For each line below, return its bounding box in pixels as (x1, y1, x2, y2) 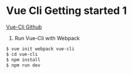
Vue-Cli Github (6, 23, 42, 30)
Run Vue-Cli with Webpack (14, 34, 80, 41)
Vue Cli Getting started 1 (6, 4, 127, 17)
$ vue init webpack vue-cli (6, 45, 75, 52)
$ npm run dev (6, 62, 41, 68)
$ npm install (6, 57, 41, 62)
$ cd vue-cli (6, 51, 38, 57)
